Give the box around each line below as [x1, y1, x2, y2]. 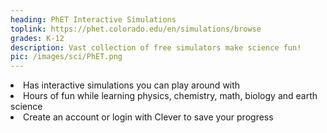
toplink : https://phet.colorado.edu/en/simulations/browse [10, 24, 262, 34]
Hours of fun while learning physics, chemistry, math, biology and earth [23, 90, 318, 102]
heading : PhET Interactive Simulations [10, 14, 177, 25]
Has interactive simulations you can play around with [23, 79, 241, 91]
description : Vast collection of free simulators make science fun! [10, 42, 302, 53]
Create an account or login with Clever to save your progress [23, 111, 274, 123]
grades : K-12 [10, 33, 65, 43]
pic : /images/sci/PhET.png [10, 52, 123, 62]
